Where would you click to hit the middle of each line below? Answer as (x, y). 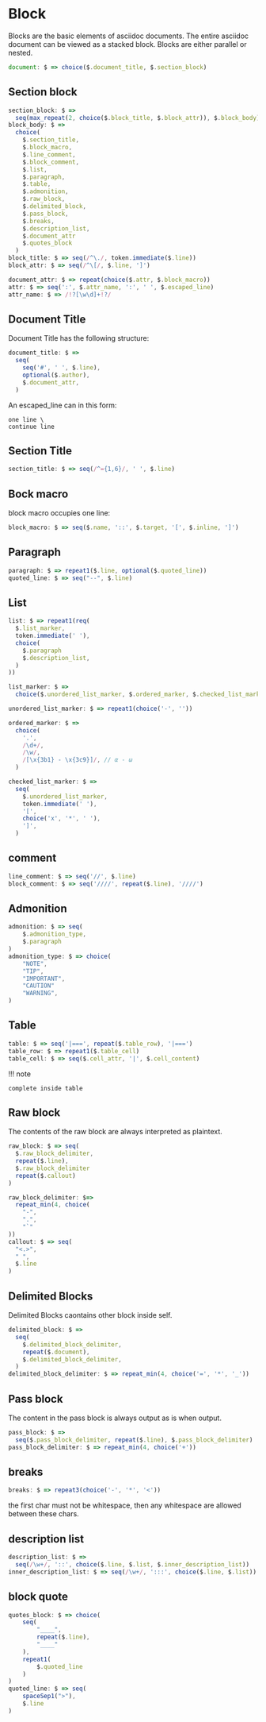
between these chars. (44, 1514)
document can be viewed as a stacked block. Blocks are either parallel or (127, 44)
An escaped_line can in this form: (63, 405)
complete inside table (46, 1088)
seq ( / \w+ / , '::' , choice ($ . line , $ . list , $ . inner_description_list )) (133, 1564)
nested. (21, 52)
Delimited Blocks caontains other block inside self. (90, 1315)
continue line (32, 427)
